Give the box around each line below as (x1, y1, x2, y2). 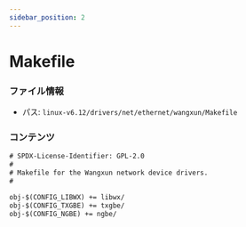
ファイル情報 (9, 85, 65, 97)
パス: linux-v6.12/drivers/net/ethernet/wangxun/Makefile (21, 107, 238, 118)
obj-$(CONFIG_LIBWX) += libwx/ (9, 192, 125, 201)
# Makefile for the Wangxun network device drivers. (9, 168, 209, 178)
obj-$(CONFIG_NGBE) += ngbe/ (9, 209, 117, 218)
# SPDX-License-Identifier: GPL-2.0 (9, 152, 145, 161)
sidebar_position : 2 (9, 12, 86, 22)
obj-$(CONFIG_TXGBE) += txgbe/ (9, 201, 125, 210)
